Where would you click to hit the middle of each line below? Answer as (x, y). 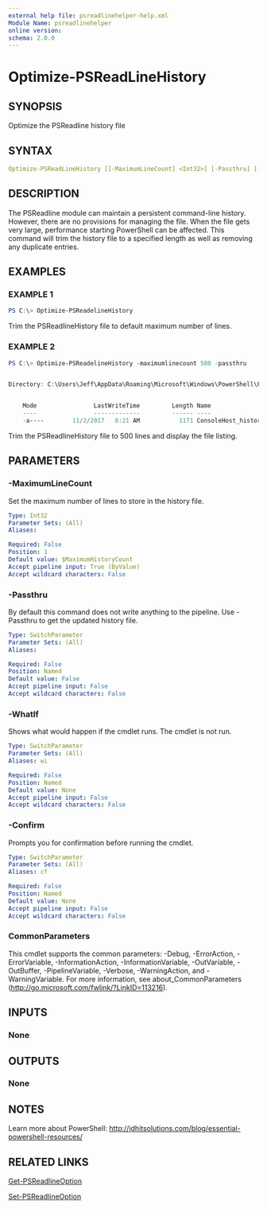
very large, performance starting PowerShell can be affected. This (116, 230)
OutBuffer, (25, 970)
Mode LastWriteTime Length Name (117, 406)
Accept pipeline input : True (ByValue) (74, 567)
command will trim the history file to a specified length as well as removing (130, 238)
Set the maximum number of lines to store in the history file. (106, 501)
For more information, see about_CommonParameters (154, 979)
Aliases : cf (28, 872)
